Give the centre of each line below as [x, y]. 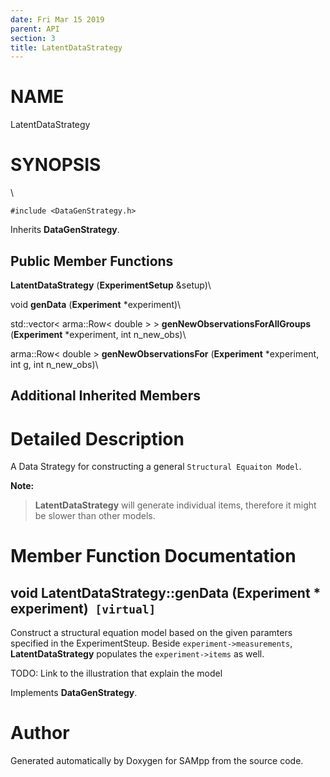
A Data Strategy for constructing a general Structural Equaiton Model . [156, 467]
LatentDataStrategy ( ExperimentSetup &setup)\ [111, 285]
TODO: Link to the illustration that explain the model [116, 673]
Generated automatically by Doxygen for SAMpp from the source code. [157, 761]
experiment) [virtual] [83, 608]
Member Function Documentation [153, 556]
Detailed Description [97, 438]
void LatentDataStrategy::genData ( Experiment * [166, 592]
